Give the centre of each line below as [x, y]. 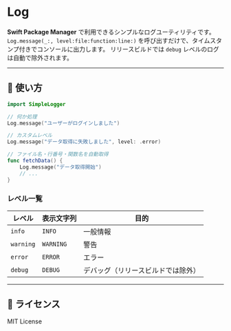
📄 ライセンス [34, 305]
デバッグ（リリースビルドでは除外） [142, 270]
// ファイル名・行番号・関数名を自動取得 [58, 154]
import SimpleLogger [37, 104]
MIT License [25, 321]
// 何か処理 [22, 117]
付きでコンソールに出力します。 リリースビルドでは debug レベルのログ [119, 49]
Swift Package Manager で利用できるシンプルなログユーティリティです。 [111, 32]
